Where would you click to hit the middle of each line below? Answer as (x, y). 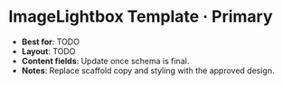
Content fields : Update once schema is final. (105, 61)
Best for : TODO (51, 42)
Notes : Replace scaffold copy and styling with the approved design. (148, 71)
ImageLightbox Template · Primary (141, 17)
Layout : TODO (48, 51)
